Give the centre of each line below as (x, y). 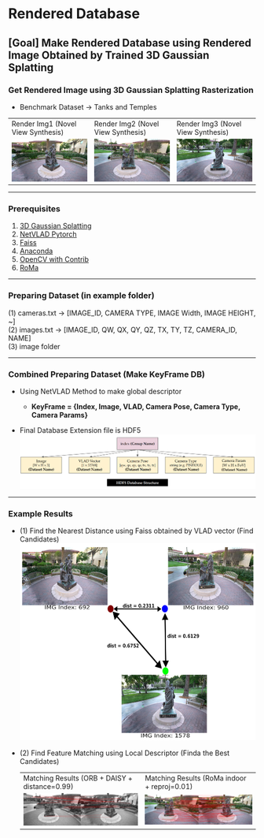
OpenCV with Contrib (54, 259)
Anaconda (36, 251)
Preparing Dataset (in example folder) (81, 296)
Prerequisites (34, 208)
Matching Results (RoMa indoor (196, 778)
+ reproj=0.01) (169, 787)
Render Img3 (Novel (209, 124)
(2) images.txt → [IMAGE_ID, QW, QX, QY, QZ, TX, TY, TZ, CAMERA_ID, (123, 330)
